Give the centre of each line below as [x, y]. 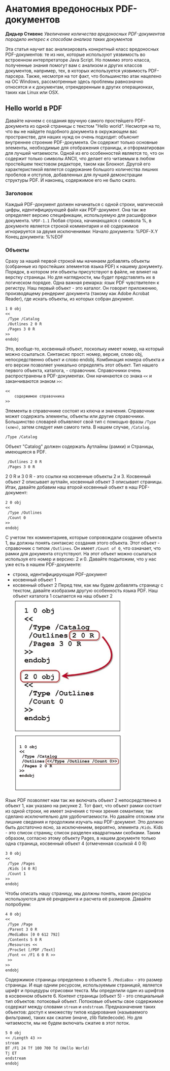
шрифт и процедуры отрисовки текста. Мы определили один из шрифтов [84, 991]
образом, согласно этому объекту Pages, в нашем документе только [81, 838]
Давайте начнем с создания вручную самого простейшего [70, 121]
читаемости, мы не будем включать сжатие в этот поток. [68, 1023]
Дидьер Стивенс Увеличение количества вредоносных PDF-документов [85, 34]
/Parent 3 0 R [22, 929]
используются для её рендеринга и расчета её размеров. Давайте [78, 899]
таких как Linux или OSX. [32, 92]
